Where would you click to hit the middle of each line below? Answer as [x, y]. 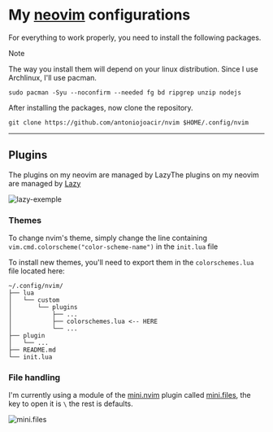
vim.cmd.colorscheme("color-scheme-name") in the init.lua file [113, 247]
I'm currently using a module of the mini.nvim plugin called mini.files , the [130, 395]
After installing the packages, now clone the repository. [101, 107]
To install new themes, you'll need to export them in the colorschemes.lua [131, 263]
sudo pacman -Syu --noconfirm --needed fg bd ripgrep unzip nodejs [125, 92]
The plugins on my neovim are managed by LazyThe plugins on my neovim [134, 175]
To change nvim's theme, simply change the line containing [108, 238]
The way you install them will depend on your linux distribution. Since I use [133, 69]
